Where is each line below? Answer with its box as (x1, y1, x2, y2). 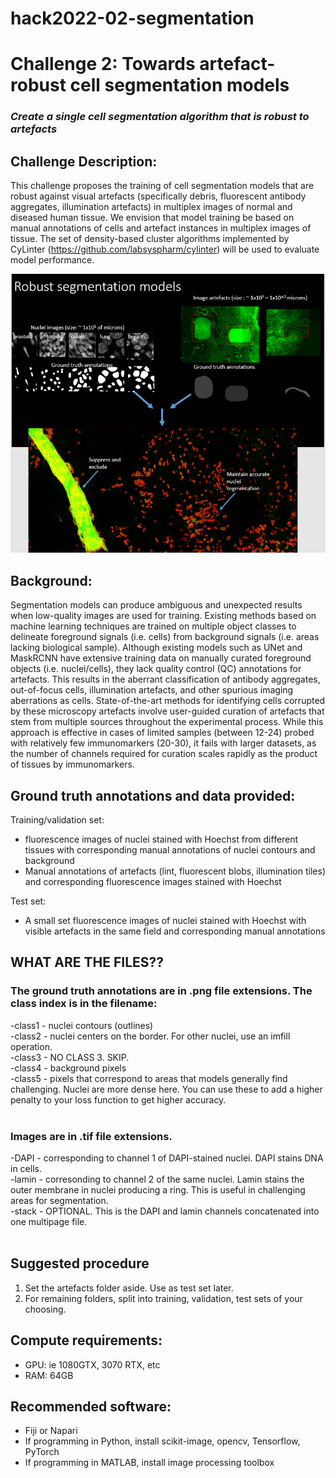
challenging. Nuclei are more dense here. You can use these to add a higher (10, 1083, 323, 1095)
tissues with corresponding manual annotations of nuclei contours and (24, 844, 316, 856)
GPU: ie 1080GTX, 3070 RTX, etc (24, 1358, 161, 1371)
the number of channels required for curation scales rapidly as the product (10, 748, 318, 760)
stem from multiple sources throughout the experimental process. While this (10, 716, 324, 728)
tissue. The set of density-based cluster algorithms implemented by (10, 233, 290, 245)
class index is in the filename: (10, 997, 158, 1011)
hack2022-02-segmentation (10, 7, 255, 30)
